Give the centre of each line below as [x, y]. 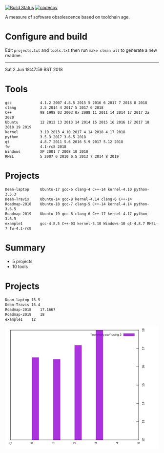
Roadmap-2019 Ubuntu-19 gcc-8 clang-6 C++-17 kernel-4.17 [69, 214]
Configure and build [46, 37]
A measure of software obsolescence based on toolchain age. [68, 17]
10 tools [20, 267]
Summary [25, 248]
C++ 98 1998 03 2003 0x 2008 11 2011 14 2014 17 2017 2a [77, 112]
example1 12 [20, 319]
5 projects [22, 261]
